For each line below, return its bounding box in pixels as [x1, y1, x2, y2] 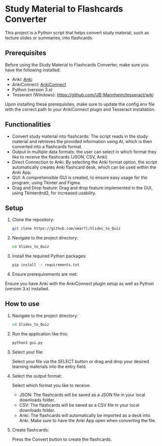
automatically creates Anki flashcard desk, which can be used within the [12, 164, 156, 170]
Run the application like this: [12, 331, 69, 336]
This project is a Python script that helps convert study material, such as [5, 30, 149, 35]
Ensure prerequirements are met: [12, 271, 78, 277]
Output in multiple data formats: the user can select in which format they [12, 149, 157, 155]
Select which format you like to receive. [12, 382, 91, 388]
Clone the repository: [12, 217, 55, 223]
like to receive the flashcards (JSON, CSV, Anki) [12, 154, 108, 159]
